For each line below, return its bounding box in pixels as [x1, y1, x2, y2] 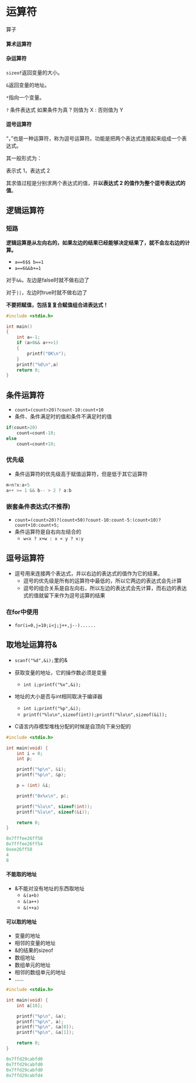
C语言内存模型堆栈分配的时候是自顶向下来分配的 [14, 722, 131, 729]
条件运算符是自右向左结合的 [14, 528, 82, 535]
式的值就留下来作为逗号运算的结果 [23, 592, 106, 599]
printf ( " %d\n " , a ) [16, 361, 59, 368]
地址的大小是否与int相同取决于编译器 [14, 693, 103, 700]
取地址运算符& [6, 640, 58, 650]
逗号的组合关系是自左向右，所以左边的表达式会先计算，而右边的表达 [23, 584, 187, 591]
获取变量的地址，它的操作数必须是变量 [14, 669, 107, 676]
